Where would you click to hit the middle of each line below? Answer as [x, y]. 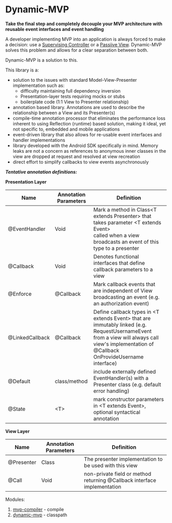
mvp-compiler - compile [38, 509]
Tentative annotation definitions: [41, 172]
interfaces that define [119, 263]
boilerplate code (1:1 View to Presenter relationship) [74, 102]
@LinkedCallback [29, 337]
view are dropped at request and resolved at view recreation [77, 156]
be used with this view [111, 465]
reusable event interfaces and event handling [55, 29]
